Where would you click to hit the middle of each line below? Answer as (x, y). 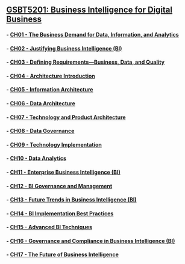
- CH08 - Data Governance (40, 131)
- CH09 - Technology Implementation (54, 144)
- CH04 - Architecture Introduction (51, 76)
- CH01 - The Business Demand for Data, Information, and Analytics (92, 34)
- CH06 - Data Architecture (41, 103)
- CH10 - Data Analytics (36, 158)
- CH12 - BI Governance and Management (59, 186)
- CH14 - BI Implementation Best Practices (60, 213)
